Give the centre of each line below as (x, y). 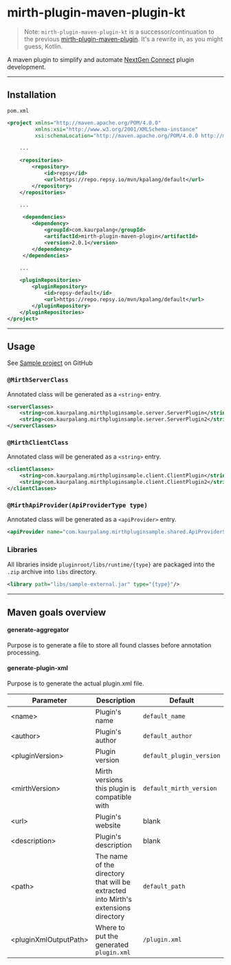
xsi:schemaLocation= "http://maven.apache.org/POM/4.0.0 (116, 135)
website (108, 825)
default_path (164, 887)
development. (26, 67)
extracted (111, 891)
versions (109, 780)
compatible (113, 797)
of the (105, 865)
